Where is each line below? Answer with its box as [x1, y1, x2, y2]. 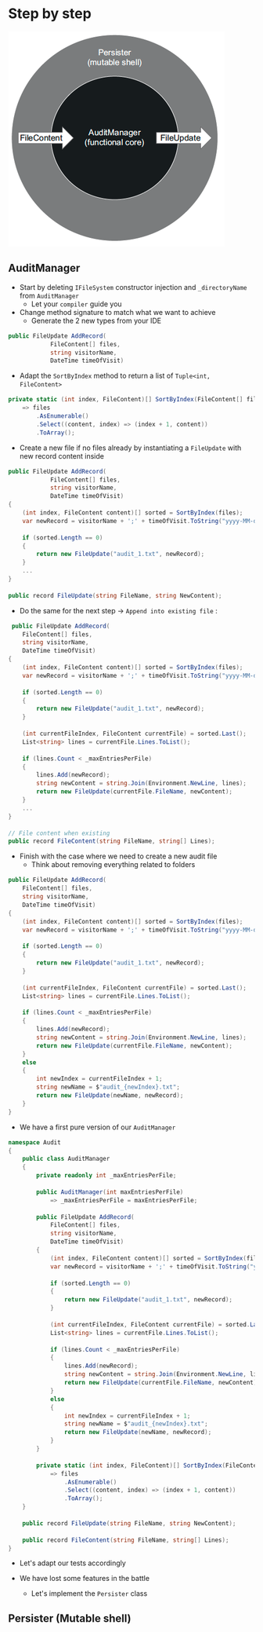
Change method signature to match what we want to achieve [19, 307, 216, 317]
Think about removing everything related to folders [31, 860, 196, 869]
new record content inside [19, 451, 104, 460]
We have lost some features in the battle [19, 1574, 150, 1583]
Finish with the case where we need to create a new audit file [19, 851, 218, 861]
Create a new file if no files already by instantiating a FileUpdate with [19, 443, 242, 452]
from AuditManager [19, 291, 80, 300]
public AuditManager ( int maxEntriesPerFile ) [36, 1187, 184, 1196]
